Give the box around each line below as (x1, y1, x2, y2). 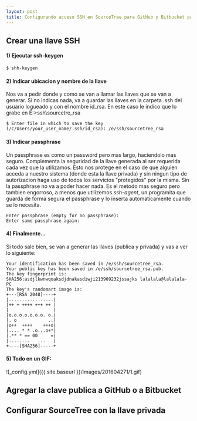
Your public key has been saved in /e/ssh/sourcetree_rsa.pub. (6, 265, 164, 272)
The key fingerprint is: (6, 271, 67, 277)
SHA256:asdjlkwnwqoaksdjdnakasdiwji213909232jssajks (6, 276, 138, 282)
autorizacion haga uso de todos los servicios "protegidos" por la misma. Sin (6, 176, 189, 183)
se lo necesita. (6, 201, 42, 208)
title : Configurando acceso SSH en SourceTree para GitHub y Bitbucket (6, 14, 185, 20)
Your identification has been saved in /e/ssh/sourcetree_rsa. (6, 261, 164, 267)
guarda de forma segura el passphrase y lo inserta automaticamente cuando (6, 195, 191, 202)
